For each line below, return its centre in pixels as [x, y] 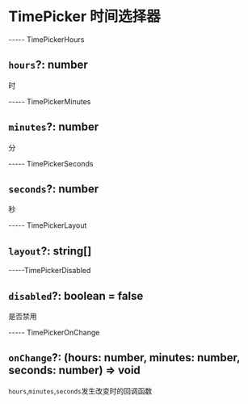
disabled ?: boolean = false [76, 296]
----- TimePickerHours [46, 39]
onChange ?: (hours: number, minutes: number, [124, 358]
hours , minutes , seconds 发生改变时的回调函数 [80, 391]
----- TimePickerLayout [48, 225]
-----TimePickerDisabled [50, 271]
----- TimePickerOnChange [54, 332]
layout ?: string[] [50, 251]
